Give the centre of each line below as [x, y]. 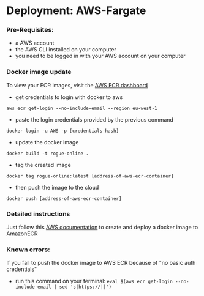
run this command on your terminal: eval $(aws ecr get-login [94, 281]
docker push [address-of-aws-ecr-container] [64, 198]
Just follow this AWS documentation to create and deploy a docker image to [102, 228]
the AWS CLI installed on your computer [66, 50]
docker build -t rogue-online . [47, 154]
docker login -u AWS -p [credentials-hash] [63, 131]
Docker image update [39, 72]
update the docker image [47, 142]
